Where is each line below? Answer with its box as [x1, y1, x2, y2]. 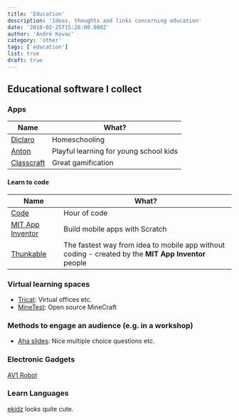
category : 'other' [7, 37, 62, 44]
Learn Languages [7, 389, 69, 399]
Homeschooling [52, 135, 105, 145]
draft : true [7, 57, 43, 64]
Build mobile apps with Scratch [63, 224, 167, 233]
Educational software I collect [7, 83, 142, 95]
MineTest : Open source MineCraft [17, 303, 117, 311]
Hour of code [63, 208, 108, 218]
